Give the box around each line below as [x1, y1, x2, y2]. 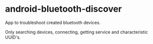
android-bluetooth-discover [5, 3, 122, 15]
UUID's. [5, 34, 21, 40]
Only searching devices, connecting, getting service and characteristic [5, 29, 148, 35]
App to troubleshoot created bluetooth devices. [5, 20, 101, 25]
